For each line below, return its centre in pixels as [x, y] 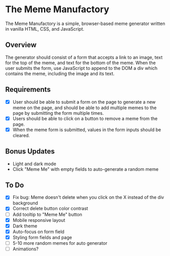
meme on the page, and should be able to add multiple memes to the [84, 108]
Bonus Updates [30, 151]
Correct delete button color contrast [50, 209]
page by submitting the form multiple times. [58, 113]
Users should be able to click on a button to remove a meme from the [85, 118]
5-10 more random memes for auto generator [60, 243]
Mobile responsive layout [39, 220]
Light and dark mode [35, 164]
